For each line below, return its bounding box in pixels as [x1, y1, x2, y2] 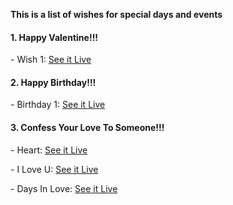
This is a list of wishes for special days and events [10, 9, 223, 20]
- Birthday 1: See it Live [10, 99, 106, 111]
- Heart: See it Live [10, 144, 88, 156]
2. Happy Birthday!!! [10, 76, 97, 88]
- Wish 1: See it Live [10, 54, 92, 66]
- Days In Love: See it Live [10, 182, 118, 194]
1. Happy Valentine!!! [10, 31, 99, 43]
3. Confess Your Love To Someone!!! [10, 122, 165, 133]
